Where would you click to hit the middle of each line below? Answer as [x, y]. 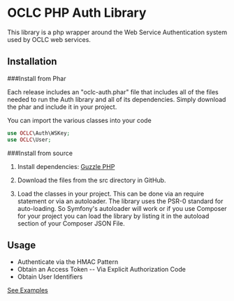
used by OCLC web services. [49, 39]
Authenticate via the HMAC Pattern [68, 262]
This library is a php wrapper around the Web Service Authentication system [117, 32]
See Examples [28, 291]
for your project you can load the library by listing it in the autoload [113, 216]
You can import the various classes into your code [79, 120]
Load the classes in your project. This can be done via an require [111, 193]
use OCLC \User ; [29, 140]
